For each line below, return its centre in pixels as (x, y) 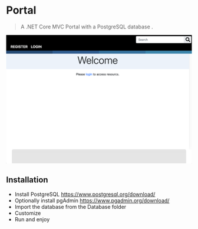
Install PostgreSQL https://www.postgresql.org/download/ (85, 194)
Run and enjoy (32, 219)
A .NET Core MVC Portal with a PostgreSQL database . (87, 27)
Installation (27, 180)
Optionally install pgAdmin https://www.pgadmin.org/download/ (92, 200)
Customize (28, 213)
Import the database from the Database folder (70, 207)
